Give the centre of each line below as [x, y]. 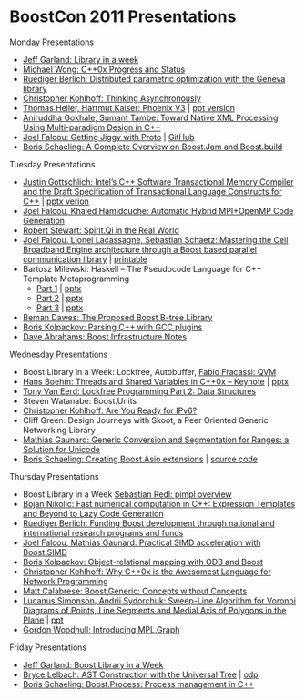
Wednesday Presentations [59, 354]
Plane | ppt [43, 620]
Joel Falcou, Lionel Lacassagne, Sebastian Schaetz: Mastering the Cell [155, 239]
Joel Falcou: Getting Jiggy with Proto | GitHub [108, 137]
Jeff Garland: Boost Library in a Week [93, 664]
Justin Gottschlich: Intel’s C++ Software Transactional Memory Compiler [158, 182]
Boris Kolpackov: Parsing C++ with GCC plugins [112, 327]
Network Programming [65, 581]
